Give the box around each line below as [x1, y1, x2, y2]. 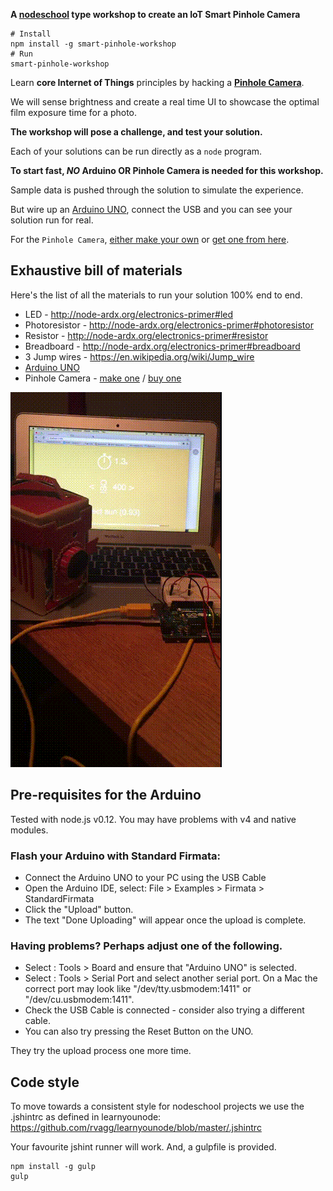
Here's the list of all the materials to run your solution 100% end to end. [10, 289, 303, 301]
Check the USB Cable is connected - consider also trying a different [24, 1004, 305, 1016]
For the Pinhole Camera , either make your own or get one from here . [10, 234, 290, 245]
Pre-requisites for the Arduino [10, 787, 202, 804]
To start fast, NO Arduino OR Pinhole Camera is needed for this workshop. [10, 165, 324, 176]
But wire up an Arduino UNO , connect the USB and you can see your [10, 204, 293, 215]
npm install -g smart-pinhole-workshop [10, 39, 177, 49]
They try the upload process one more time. [10, 1045, 192, 1057]
